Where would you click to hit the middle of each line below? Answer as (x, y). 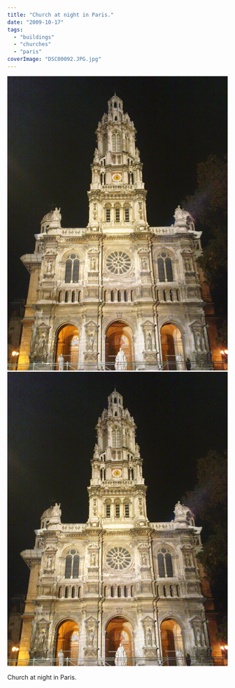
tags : (15, 29)
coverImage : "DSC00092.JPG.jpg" (54, 60)
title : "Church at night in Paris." (60, 15)
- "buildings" (34, 37)
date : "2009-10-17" (36, 22)
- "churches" (33, 44)
